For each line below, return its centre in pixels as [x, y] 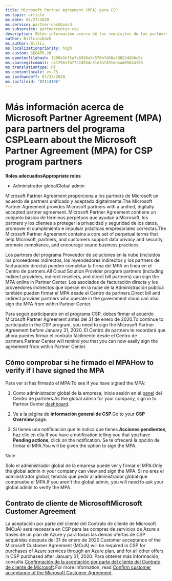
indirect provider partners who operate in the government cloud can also [82, 298]
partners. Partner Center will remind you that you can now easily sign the [82, 341]
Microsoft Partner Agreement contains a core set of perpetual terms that [82, 234]
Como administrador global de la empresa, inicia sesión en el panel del [87, 393]
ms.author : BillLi [25, 44]
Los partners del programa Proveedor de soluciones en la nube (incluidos [83, 255]
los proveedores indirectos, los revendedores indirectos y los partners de [82, 260]
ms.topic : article [25, 15]
